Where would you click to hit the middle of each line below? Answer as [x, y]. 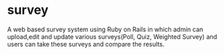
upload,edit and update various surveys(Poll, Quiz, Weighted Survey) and [112, 36]
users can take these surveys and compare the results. [86, 44]
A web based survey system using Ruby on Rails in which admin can [105, 29]
